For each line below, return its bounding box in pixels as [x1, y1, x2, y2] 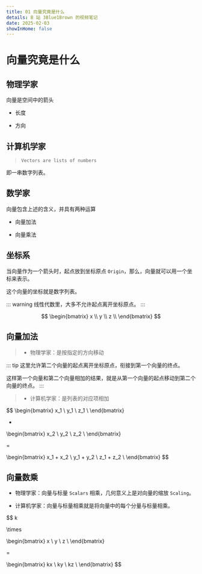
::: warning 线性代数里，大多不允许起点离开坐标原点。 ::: [6, 301, 145, 308]
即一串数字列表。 [6, 169, 49, 176]
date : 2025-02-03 [6, 20, 50, 26]
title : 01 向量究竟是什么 [6, 8, 65, 15]
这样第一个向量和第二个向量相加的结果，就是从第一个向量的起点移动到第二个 [6, 374, 196, 381]
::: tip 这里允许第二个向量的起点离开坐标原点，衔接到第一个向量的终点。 [6, 361, 183, 369]
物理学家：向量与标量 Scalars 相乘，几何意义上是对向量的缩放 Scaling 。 [14, 489, 194, 497]
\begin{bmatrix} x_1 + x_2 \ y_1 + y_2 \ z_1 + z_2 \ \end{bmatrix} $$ [6, 453, 170, 461]
